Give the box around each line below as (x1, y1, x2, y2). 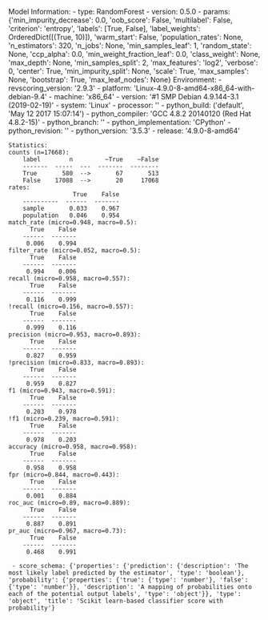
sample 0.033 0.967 (22, 204, 120, 212)
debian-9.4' (8, 92, 47, 101)
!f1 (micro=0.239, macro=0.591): (8, 415, 120, 423)
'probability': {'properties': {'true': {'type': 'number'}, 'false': (8, 576, 249, 584)
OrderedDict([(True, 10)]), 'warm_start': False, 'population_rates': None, (8, 32, 244, 42)
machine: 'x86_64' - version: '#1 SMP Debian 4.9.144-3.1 (54, 92, 239, 101)
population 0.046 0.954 (22, 211, 120, 219)
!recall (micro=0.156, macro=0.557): (8, 303, 134, 311)
